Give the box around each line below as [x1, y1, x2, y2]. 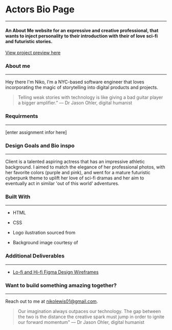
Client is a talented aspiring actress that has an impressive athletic [5, 158, 145, 165]
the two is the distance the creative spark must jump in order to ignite [17, 314, 165, 320]
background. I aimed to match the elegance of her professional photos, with [5, 164, 165, 170]
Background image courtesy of [12, 240, 78, 246]
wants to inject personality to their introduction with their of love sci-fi [5, 32, 158, 39]
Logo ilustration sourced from [12, 230, 76, 236]
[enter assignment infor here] [5, 129, 67, 135]
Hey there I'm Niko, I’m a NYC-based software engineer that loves [5, 79, 144, 85]
